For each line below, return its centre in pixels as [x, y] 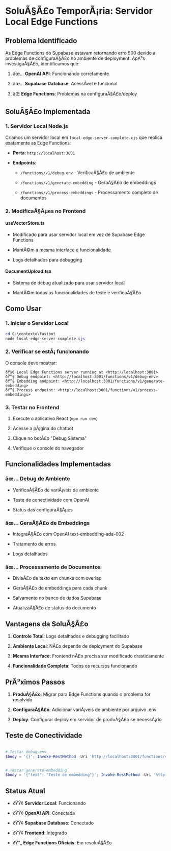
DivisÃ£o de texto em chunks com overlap [57, 578]
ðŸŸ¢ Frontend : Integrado [40, 833]
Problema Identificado [41, 41]
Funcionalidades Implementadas [58, 464]
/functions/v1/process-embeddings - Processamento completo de [89, 192]
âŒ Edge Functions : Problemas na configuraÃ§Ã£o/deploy [75, 94]
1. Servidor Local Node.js [37, 126]
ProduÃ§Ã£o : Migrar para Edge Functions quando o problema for [82, 694]
